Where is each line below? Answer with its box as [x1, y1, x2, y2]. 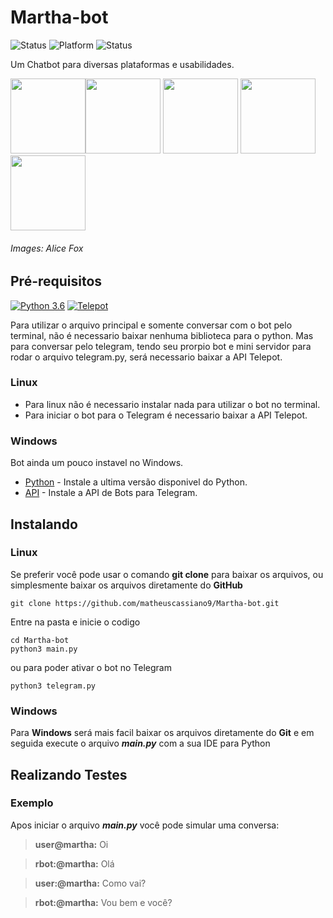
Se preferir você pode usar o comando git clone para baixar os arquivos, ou [10, 568, 324, 580]
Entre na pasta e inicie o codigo [10, 616, 141, 628]
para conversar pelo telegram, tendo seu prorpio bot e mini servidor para [10, 340, 312, 352]
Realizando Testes [10, 766, 128, 783]
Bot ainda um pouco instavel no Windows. [10, 457, 184, 469]
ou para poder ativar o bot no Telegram [10, 661, 172, 673]
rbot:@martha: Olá [34, 857, 115, 870]
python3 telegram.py [10, 681, 97, 691]
